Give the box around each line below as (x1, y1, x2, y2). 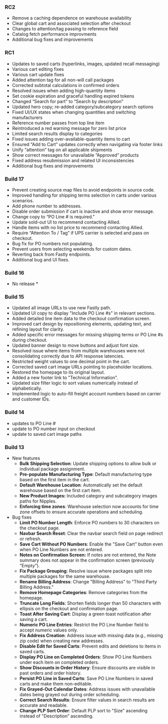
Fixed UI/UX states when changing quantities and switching (12, 109, 136, 115)
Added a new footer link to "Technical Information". (12, 375, 119, 381)
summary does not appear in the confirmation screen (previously (19, 557, 154, 563)
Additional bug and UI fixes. (12, 256, 70, 262)
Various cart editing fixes (12, 66, 64, 72)
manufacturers (12, 114, 43, 120)
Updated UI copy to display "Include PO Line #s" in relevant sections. (12, 310, 156, 316)
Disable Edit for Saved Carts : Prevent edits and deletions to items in (19, 643, 161, 649)
